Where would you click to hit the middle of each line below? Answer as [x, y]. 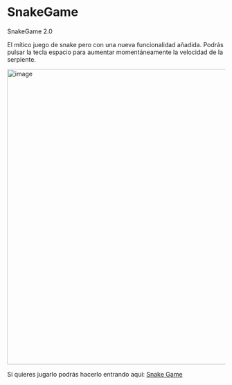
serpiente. [22, 59]
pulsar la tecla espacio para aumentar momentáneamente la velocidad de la [115, 52]
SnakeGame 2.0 [30, 31]
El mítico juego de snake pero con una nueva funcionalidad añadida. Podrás [115, 44]
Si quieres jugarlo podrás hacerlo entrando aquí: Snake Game [95, 374]
